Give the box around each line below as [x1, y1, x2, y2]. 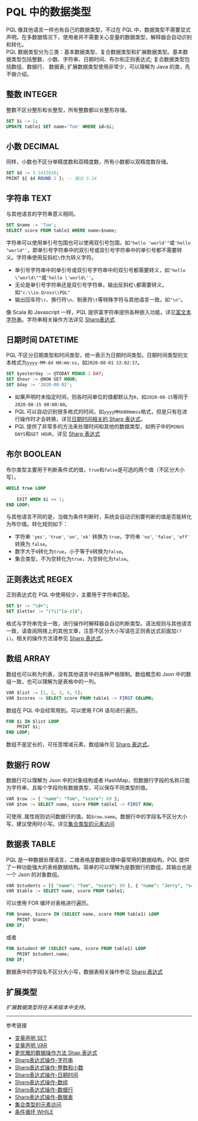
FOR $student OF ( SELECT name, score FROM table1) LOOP [6, 945, 146, 951]
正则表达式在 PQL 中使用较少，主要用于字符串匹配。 [6, 591, 133, 598]
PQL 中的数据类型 [6, 5, 91, 19]
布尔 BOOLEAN [6, 449, 62, 459]
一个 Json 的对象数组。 [6, 871, 62, 878]
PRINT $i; [16, 724, 41, 730]
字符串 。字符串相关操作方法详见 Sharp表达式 [6, 316, 115, 323]
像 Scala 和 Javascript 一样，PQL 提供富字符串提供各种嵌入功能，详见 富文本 [6, 308, 192, 315]
